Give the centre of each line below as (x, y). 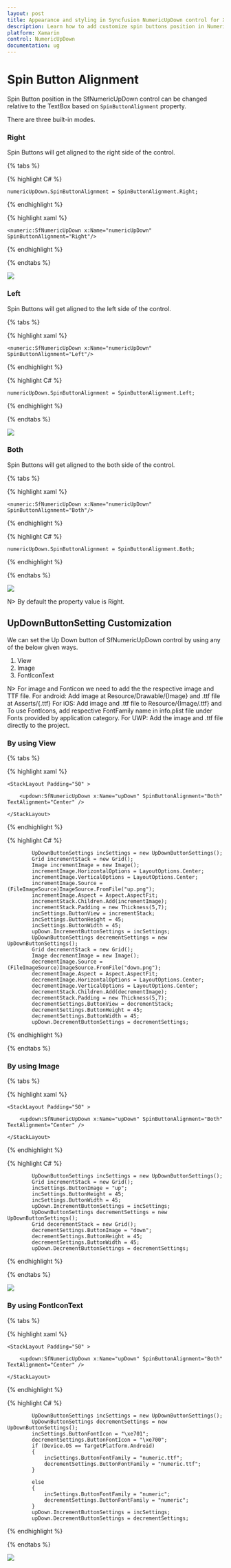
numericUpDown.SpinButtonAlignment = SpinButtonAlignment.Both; (101, 549)
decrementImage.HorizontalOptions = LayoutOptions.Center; (118, 980)
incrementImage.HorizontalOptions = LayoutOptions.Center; (118, 871)
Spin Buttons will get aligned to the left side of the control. (89, 308)
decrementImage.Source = (67, 962)
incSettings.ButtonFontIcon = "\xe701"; (90, 1433)
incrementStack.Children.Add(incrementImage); (100, 901)
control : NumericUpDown (41, 39)
